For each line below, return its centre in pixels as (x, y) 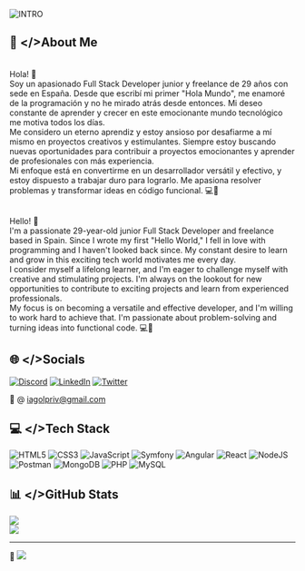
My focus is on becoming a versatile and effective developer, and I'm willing (151, 308)
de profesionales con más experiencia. (82, 161)
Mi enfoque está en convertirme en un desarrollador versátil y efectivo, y (146, 170)
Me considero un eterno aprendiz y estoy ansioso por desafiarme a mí (141, 132)
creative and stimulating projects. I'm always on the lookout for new (136, 279)
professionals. (36, 298)
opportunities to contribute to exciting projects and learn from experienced (149, 288)
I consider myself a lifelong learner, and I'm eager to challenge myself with (149, 269)
